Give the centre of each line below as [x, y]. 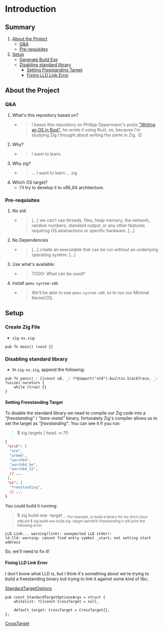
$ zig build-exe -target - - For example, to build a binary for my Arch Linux [82, 516]
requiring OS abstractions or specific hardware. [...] [83, 230]
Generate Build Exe [38, 59]
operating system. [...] [54, 255]
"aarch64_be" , [24, 465]
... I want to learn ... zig [54, 173]
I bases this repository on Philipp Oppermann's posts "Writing [93, 124]
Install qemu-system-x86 [35, 283]
